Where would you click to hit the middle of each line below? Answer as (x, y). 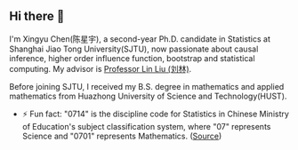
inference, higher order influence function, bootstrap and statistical (132, 58)
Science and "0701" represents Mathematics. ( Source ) (122, 136)
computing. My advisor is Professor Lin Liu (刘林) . (101, 68)
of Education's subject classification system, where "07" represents (146, 126)
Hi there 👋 (37, 16)
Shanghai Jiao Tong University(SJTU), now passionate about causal (134, 49)
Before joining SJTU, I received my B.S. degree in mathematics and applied (147, 86)
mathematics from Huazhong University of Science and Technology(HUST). (148, 96)
